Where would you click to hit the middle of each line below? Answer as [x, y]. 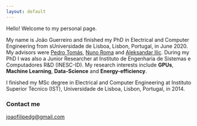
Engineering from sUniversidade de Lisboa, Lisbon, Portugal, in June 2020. [97, 46]
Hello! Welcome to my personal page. [51, 28]
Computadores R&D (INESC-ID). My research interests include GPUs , [90, 65]
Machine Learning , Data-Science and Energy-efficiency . [76, 71]
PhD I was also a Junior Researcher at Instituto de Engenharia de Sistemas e [98, 58]
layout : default [26, 11]
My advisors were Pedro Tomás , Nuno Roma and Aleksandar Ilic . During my [98, 52]
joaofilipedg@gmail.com [36, 117]
